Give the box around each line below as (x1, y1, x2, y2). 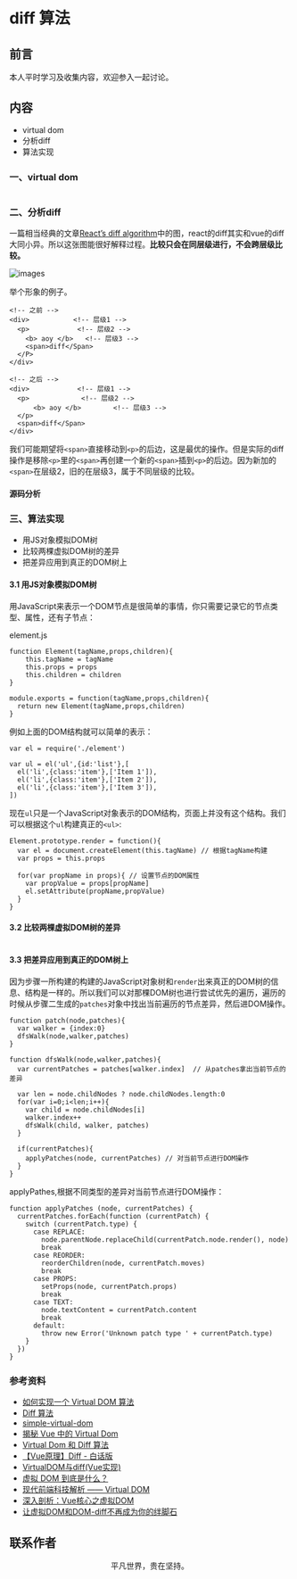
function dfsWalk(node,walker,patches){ (9, 1054, 162, 1064)
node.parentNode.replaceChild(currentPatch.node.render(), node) (41, 1235, 290, 1244)
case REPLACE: (32, 1228, 87, 1236)
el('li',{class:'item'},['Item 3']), (17, 782, 158, 792)
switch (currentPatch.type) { (25, 1219, 138, 1228)
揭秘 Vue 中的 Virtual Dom (21, 1428, 119, 1439)
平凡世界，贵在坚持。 (111, 1560, 189, 1571)
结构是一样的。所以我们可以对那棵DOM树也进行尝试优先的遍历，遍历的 (24, 987, 286, 997)
